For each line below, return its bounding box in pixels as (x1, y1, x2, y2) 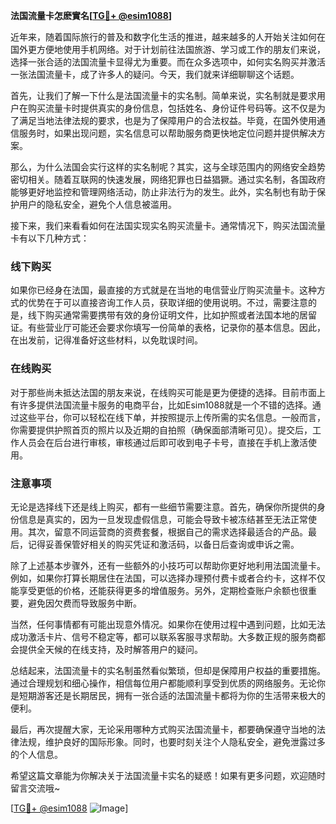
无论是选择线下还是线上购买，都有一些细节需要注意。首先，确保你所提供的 (10, 500, 317, 513)
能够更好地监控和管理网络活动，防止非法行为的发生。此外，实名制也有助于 (10, 186, 317, 198)
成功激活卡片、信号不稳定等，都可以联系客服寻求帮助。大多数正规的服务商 (10, 630, 317, 643)
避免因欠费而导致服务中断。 (27, 597, 142, 609)
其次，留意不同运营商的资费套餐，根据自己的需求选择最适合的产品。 (27, 525, 308, 538)
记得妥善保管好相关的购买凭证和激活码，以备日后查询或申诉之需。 (27, 538, 300, 550)
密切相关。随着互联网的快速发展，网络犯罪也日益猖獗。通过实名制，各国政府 (10, 174, 326, 185)
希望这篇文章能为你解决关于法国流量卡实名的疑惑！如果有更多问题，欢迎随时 (10, 769, 326, 781)
